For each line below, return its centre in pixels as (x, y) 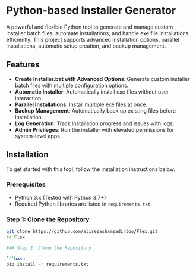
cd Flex (16, 237)
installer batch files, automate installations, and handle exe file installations (97, 33)
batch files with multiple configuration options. (72, 85)
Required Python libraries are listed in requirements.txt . (83, 204)
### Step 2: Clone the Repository (49, 248)
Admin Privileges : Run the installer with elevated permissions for (94, 129)
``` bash (16, 259)
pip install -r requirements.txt (48, 264)
